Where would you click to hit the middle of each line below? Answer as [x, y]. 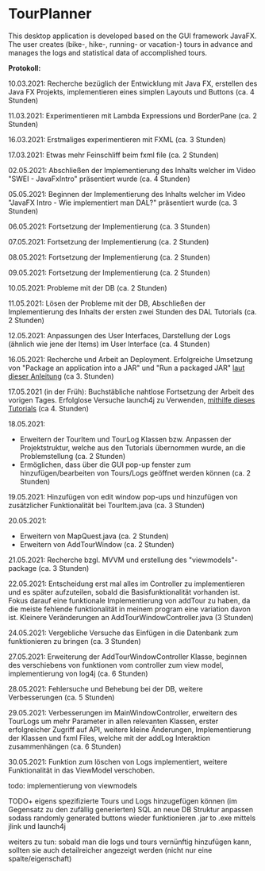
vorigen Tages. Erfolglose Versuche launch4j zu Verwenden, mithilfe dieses [132, 400]
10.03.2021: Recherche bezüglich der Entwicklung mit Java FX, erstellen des [133, 83]
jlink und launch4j [37, 826]
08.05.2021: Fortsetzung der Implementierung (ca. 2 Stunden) [109, 257]
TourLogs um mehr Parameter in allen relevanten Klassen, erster [113, 721]
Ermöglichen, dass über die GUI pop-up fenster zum [105, 464]
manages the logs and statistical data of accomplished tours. [108, 52]
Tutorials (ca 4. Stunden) [49, 408]
